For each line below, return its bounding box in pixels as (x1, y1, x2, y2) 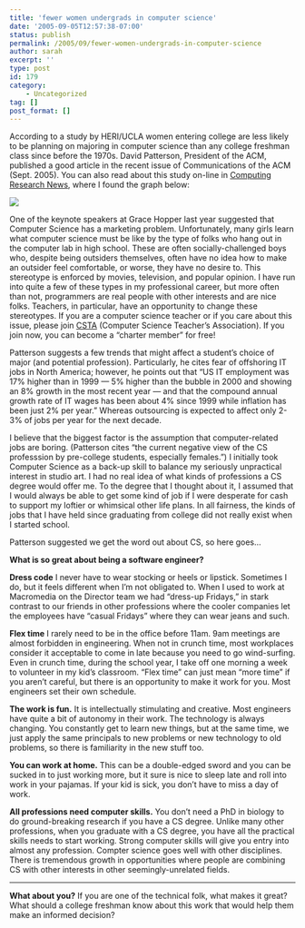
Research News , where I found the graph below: (9, 179, 191, 191)
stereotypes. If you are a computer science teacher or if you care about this (9, 311, 292, 321)
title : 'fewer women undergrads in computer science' (9, 13, 218, 23)
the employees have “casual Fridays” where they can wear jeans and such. (9, 610, 290, 622)
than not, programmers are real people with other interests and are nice (9, 291, 277, 302)
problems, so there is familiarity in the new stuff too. (9, 742, 204, 754)
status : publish (9, 30, 71, 39)
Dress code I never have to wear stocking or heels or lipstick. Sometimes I (9, 572, 288, 583)
